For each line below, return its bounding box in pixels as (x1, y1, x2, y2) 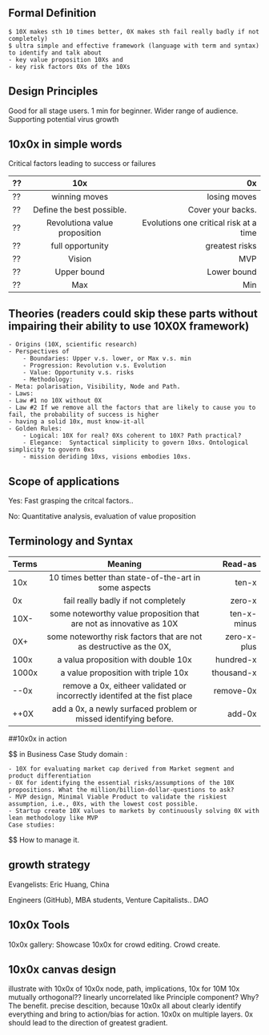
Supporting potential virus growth (8, 114, 119, 123)
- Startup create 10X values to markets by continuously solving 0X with (8, 807, 260, 815)
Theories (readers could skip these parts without (8, 306, 258, 320)
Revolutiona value (46, 217, 114, 228)
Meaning (106, 558, 143, 569)
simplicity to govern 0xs (8, 446, 94, 454)
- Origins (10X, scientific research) (8, 341, 138, 349)
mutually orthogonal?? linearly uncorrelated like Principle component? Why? (8, 993, 259, 1002)
